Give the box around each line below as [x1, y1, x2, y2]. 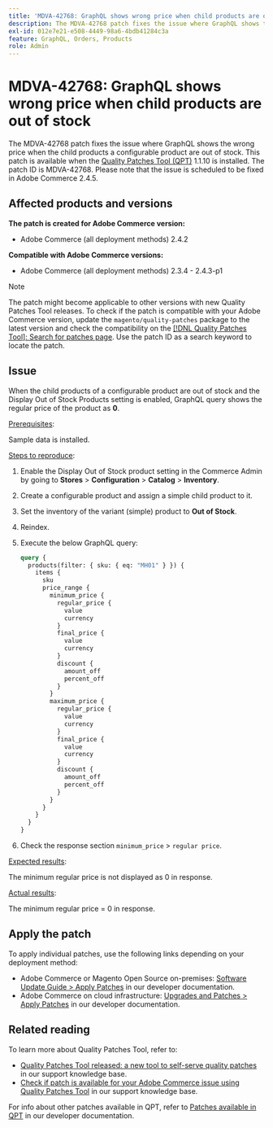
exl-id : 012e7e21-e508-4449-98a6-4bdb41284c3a [8, 27, 169, 35]
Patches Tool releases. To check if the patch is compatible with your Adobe [8, 306, 262, 316]
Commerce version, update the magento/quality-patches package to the [8, 314, 250, 324]
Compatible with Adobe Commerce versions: [8, 250, 164, 260]
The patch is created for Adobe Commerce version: [8, 218, 185, 228]
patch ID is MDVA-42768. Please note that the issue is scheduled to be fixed [8, 164, 264, 175]
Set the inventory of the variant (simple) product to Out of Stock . [19, 506, 237, 516]
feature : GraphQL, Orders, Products [8, 34, 132, 43]
